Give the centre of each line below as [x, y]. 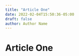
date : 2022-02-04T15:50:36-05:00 [40, 14]
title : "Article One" [28, 10]
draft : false [19, 19]
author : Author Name [27, 24]
